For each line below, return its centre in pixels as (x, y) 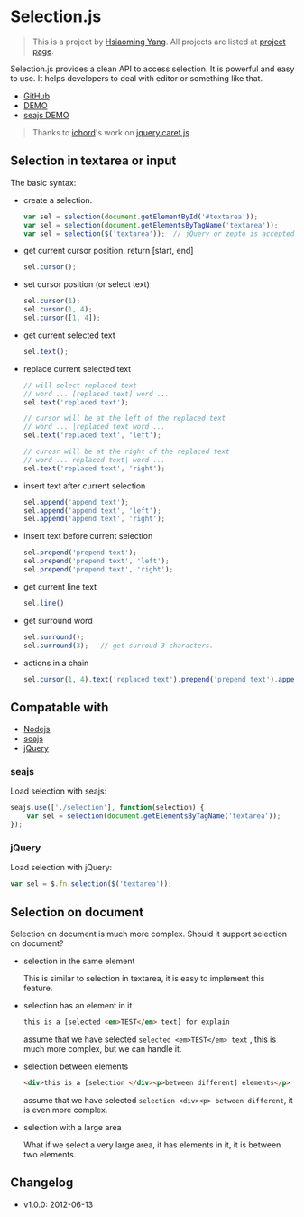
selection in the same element (79, 961)
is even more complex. (65, 1110)
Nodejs (37, 729)
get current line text (60, 586)
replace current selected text (77, 368)
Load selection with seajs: (59, 791)
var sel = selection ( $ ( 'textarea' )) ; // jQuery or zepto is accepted (159, 233)
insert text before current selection (88, 536)
